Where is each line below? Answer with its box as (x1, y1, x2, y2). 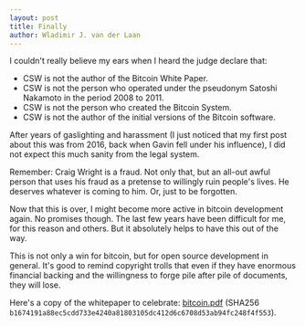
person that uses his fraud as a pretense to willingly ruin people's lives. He (9, 176, 289, 187)
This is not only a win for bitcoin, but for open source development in (9, 250, 269, 261)
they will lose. (9, 279, 61, 290)
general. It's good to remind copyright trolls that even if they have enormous (9, 260, 297, 271)
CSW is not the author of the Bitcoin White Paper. (22, 73, 208, 84)
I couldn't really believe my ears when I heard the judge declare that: (9, 56, 268, 67)
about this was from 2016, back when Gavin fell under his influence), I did (9, 139, 286, 151)
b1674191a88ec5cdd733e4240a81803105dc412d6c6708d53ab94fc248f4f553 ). (9, 307, 277, 318)
